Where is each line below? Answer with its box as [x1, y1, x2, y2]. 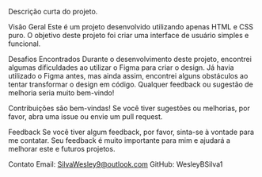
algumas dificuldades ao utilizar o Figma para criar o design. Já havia [8, 63, 234, 72]
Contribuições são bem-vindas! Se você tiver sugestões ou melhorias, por [8, 103, 251, 113]
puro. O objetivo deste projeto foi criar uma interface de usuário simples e [8, 31, 249, 40]
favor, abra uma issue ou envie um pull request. [8, 112, 163, 121]
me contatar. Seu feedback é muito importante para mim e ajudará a [8, 136, 231, 145]
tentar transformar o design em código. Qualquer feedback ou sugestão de [8, 79, 253, 89]
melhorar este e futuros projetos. [8, 144, 116, 153]
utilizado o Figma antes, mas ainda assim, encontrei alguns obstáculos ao [8, 71, 249, 80]
